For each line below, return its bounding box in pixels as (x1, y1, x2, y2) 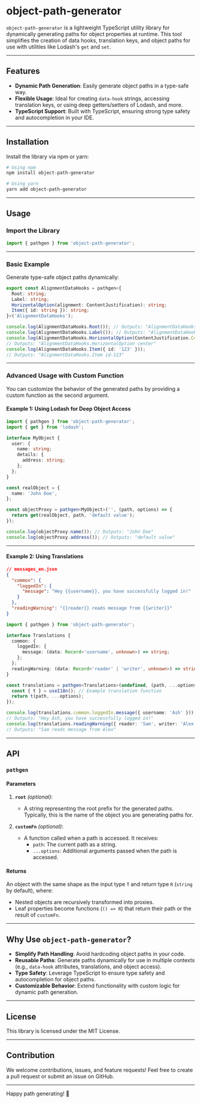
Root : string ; (11, 291, 47, 297)
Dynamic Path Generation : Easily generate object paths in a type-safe (14, 82, 189, 89)
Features (6, 66, 40, 76)
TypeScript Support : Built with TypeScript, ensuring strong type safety (14, 107, 190, 114)
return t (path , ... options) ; (11, 694, 84, 700)
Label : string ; (11, 296, 50, 302)
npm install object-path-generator (6, 170, 95, 176)
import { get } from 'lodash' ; (6, 424, 84, 430)
